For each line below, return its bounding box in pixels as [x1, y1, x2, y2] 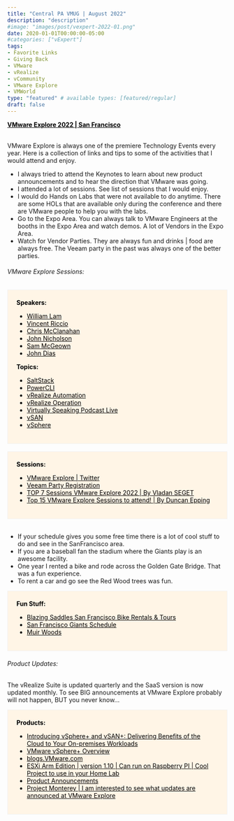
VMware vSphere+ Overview [27, 747, 110, 755]
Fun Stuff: [16, 599, 46, 608]
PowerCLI [27, 384, 55, 392]
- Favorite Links [7, 50, 58, 57]
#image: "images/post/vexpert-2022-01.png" [7, 23, 136, 30]
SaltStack [27, 376, 54, 385]
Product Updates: [7, 659, 58, 668]
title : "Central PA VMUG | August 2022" [7, 10, 127, 17]
